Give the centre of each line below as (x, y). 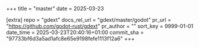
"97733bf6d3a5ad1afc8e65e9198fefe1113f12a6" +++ (70, 38)
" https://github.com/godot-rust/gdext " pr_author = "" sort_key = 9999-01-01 (100, 26)
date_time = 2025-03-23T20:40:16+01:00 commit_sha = (75, 32)
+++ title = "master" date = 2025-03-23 (55, 9)
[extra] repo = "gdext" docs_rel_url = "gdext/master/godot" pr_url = (89, 20)
